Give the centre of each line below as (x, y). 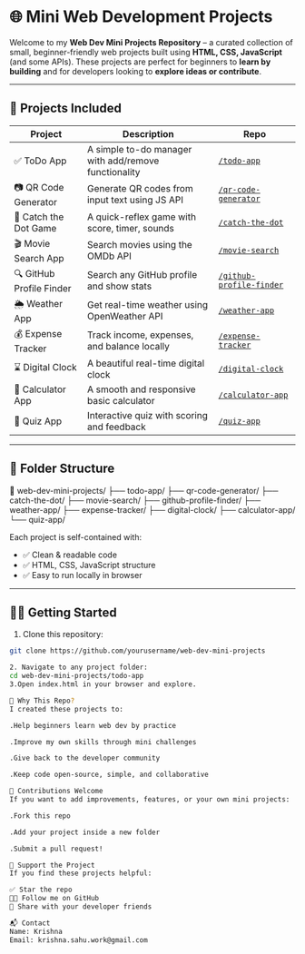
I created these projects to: (67, 709)
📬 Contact (30, 923)
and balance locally (128, 347)
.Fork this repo (40, 816)
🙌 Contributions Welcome (56, 792)
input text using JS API (135, 200)
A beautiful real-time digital (146, 363)
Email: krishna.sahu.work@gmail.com (79, 940)
